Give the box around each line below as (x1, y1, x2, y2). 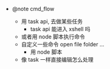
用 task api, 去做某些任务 (21, 18, 83, 25)
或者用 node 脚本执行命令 (21, 33, 85, 40)
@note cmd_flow (12, 5, 55, 12)
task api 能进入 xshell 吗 (30, 26, 91, 32)
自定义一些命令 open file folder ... (21, 41, 105, 48)
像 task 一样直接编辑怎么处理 (21, 56, 94, 63)
